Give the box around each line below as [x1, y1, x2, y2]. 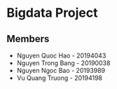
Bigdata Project [6, 5, 99, 21]
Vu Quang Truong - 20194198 [16, 74, 103, 82]
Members [6, 33, 50, 45]
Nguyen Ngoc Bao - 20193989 [16, 67, 106, 74]
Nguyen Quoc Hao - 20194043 [16, 51, 106, 60]
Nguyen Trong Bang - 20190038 [16, 59, 111, 67]
